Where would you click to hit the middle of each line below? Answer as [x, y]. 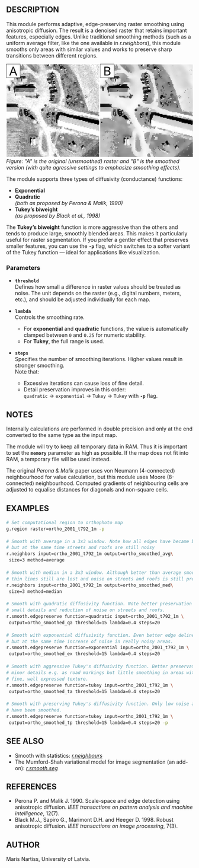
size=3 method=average [37, 560]
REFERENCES [32, 787]
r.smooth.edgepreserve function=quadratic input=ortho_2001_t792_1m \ [95, 617]
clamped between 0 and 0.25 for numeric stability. [85, 335]
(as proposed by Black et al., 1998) [57, 216]
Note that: [27, 372]
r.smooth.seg [42, 768]
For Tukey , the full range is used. [64, 342]
